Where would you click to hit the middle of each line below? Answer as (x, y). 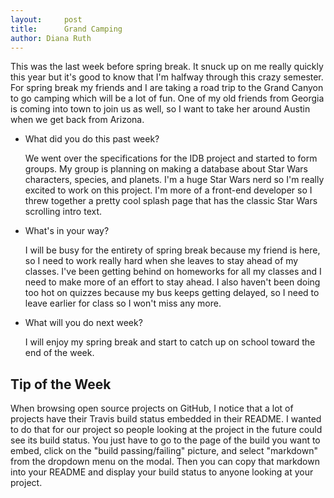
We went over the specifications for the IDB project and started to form (171, 158)
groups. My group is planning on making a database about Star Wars (166, 169)
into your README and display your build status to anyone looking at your (162, 472)
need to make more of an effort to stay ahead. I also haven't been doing (172, 282)
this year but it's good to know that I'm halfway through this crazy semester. (167, 77)
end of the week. (59, 353)
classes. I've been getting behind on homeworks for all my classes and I (173, 272)
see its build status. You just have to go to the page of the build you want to (165, 440)
